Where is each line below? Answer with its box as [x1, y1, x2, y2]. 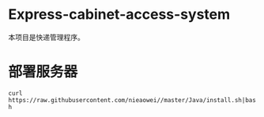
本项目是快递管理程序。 [8, 32, 85, 42]
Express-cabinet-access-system [8, 5, 231, 24]
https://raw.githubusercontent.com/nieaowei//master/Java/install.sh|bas [8, 96, 257, 104]
